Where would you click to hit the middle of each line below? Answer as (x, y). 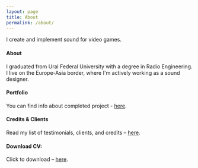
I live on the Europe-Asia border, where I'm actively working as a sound (93, 72)
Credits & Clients (27, 119)
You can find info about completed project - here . (67, 106)
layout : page (22, 12)
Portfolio (17, 93)
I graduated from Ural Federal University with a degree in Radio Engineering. (99, 66)
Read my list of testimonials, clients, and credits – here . (73, 132)
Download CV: (24, 146)
